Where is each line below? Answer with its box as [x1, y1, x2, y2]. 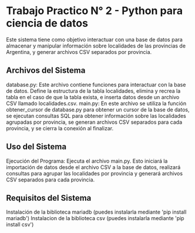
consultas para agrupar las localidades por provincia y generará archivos [6, 170, 183, 177]
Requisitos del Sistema [6, 193, 92, 203]
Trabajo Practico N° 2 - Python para [6, 4, 183, 18]
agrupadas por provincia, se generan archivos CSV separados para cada [6, 119, 183, 126]
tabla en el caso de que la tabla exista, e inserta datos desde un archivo [6, 93, 180, 100]
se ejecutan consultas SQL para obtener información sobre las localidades [6, 112, 186, 119]
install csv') [6, 221, 34, 228]
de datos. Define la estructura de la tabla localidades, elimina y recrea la [6, 87, 181, 94]
